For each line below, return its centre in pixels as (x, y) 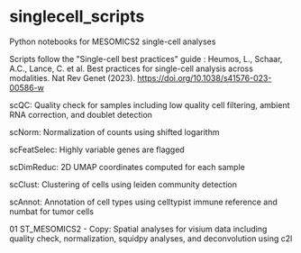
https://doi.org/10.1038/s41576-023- (205, 77)
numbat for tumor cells (52, 211)
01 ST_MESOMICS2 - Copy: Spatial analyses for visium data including (138, 229)
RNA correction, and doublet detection (81, 114)
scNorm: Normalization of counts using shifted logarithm (114, 131)
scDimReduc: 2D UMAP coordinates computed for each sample (127, 167)
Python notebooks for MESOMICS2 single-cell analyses (113, 41)
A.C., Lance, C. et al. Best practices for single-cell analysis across (132, 68)
